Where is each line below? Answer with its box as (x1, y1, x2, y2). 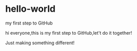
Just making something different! (5, 39, 75, 46)
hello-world (5, 3, 56, 15)
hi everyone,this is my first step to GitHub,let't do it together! (5, 30, 132, 36)
